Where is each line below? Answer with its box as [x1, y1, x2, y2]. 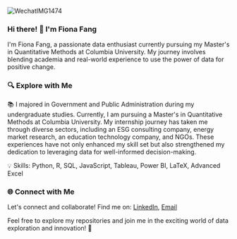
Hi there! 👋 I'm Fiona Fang [7, 24, 97, 34]
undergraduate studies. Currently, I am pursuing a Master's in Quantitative [7, 110, 223, 118]
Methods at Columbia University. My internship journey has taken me [7, 117, 208, 126]
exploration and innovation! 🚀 [7, 223, 92, 232]
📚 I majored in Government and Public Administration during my [7, 99, 195, 109]
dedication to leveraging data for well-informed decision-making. [7, 147, 197, 156]
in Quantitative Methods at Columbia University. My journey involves [7, 48, 206, 56]
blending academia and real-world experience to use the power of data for [7, 55, 224, 63]
